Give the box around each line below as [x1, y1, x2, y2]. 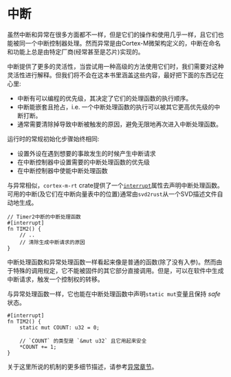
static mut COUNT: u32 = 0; [19, 324, 100, 331]
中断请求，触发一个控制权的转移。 [7, 275, 104, 283]
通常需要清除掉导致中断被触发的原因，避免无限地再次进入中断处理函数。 [16, 120, 222, 128]
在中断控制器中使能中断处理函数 [16, 166, 108, 174]
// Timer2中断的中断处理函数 [7, 213, 81, 221]
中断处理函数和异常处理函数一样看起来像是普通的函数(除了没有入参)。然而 [7, 258, 217, 266]
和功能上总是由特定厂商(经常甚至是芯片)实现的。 [7, 48, 144, 56]
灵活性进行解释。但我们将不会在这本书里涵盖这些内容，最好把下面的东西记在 [7, 70, 224, 79]
